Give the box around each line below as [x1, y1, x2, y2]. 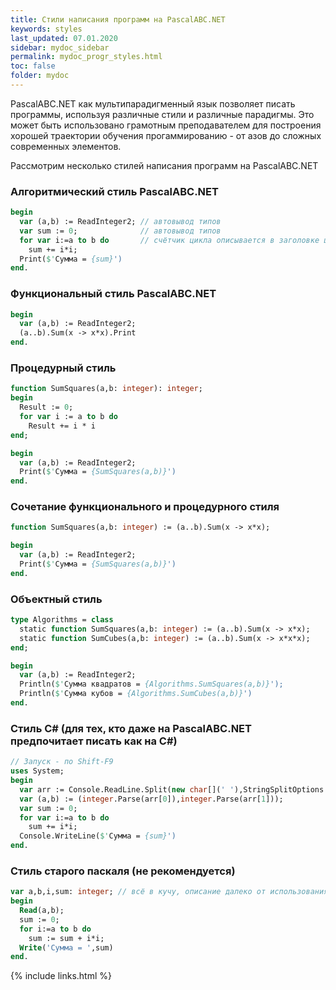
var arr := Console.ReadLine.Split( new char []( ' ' [19, 784, 235, 795]
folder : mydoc [10, 71, 70, 81]
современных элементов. [10, 140, 122, 152]
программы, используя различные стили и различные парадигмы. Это [10, 108, 315, 120]
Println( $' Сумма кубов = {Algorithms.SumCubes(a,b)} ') [19, 689, 253, 699]
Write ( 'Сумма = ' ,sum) [19, 942, 114, 953]
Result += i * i [28, 421, 97, 431]
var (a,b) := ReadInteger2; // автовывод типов [19, 217, 222, 227]
